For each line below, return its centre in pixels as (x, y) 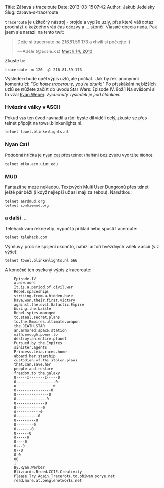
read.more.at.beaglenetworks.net (48, 481)
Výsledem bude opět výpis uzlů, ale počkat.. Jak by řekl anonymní (72, 79)
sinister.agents (31, 348)
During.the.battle (33, 309)
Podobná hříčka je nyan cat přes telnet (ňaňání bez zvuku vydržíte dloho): (80, 155)
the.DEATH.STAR (29, 326)
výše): (12, 252)
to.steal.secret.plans (37, 318)
